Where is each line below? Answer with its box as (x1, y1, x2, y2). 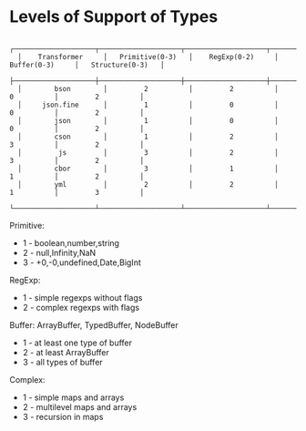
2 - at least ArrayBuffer (22, 346, 109, 357)
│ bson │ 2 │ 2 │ (17, 84, 280, 93)
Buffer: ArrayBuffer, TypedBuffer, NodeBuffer (9, 319, 179, 330)
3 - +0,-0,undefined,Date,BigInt (22, 257, 141, 268)
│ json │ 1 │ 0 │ (17, 116, 280, 125)
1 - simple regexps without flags (22, 292, 143, 303)
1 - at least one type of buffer (22, 337, 133, 348)
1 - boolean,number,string (22, 237, 120, 248)
